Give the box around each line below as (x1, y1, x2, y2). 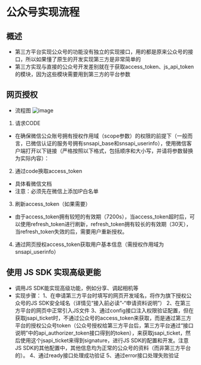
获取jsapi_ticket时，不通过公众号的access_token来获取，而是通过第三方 (14, 314, 191, 321)
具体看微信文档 (14, 180, 52, 187)
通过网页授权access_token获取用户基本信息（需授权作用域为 (14, 241, 165, 248)
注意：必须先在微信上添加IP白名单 (14, 187, 99, 194)
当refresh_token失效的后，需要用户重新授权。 (14, 228, 128, 235)
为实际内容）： (14, 154, 50, 162)
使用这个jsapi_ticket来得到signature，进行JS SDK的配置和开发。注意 (20, 336, 189, 344)
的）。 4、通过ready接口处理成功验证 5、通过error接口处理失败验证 (14, 351, 179, 359)
